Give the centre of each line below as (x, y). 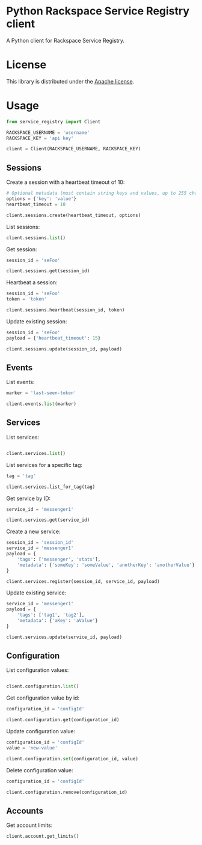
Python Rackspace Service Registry (98, 11)
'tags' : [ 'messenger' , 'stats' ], (59, 559)
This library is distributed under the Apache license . (70, 81)
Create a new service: (33, 532)
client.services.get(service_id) (48, 520)
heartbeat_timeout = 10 (36, 204)
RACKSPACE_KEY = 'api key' (40, 138)
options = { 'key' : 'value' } (41, 199)
